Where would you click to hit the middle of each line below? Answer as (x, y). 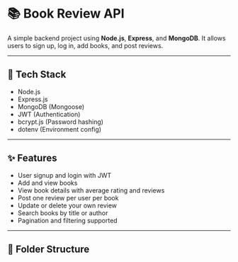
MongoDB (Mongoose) (51, 106)
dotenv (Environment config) (59, 129)
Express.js (33, 99)
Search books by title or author (63, 212)
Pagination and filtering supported (68, 220)
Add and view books (47, 183)
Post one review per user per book (68, 198)
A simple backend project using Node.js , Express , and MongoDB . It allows (117, 38)
